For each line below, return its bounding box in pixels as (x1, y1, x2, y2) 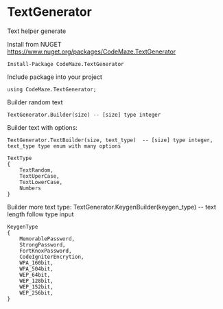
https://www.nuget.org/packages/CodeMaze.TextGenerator (7, 47, 176, 56)
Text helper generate (7, 27, 67, 35)
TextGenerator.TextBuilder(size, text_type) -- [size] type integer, (7, 137, 213, 144)
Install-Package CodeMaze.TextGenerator (7, 60, 125, 67)
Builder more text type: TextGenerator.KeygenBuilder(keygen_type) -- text (7, 203, 216, 211)
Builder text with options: (7, 123, 78, 131)
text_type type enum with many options (7, 142, 121, 150)
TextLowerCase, (19, 179, 63, 185)
